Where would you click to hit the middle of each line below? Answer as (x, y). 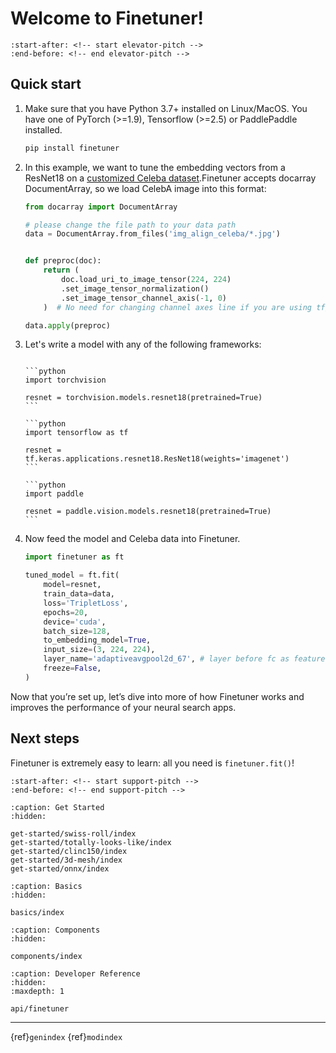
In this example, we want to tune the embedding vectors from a (155, 167)
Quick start (46, 84)
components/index (46, 956)
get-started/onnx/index (60, 868)
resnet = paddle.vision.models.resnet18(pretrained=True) (148, 512)
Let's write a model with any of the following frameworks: (143, 344)
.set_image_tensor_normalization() (135, 288)
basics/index (37, 912)
